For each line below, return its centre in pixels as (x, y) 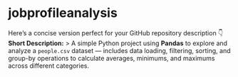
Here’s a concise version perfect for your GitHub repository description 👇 (116, 32)
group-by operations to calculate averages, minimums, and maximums (112, 58)
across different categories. (49, 66)
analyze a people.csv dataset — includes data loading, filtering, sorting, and (119, 50)
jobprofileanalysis (63, 13)
